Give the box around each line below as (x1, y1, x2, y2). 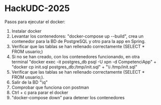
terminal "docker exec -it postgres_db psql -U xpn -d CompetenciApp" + (11, 59, 157, 65)
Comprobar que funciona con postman (11, 84, 89, 90)
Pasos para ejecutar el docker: (4, 19, 66, 25)
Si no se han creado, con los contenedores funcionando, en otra (11, 53, 140, 59)
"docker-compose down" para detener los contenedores (11, 94, 125, 100)
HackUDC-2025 (4, 3, 70, 14)
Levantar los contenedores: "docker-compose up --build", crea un (11, 33, 144, 39)
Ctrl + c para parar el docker (11, 90, 69, 95)
